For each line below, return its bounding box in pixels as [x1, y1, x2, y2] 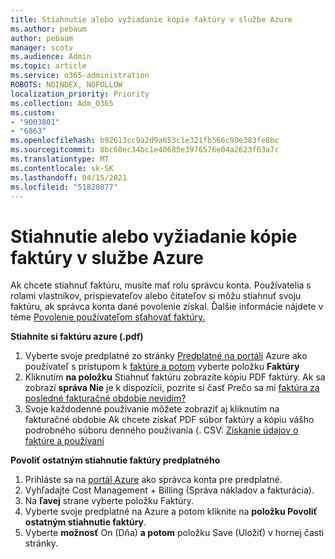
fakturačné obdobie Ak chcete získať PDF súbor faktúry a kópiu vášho [24, 414, 315, 426]
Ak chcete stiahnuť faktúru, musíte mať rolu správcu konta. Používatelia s [10, 279, 312, 291]
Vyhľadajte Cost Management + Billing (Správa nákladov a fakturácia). [24, 484, 315, 496]
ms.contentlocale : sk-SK [10, 163, 114, 173]
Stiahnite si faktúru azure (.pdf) [10, 331, 144, 343]
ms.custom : [10, 107, 56, 118]
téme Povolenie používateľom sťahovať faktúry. [10, 311, 206, 323]
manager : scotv [10, 42, 74, 53]
